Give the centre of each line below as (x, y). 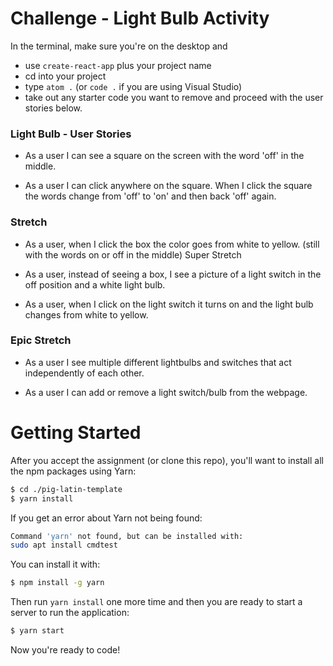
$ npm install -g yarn (57, 583)
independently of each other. (84, 373)
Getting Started (76, 433)
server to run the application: (70, 613)
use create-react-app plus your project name (118, 65)
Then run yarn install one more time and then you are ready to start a (156, 602)
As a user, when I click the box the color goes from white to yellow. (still (172, 244)
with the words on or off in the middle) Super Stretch (133, 254)
